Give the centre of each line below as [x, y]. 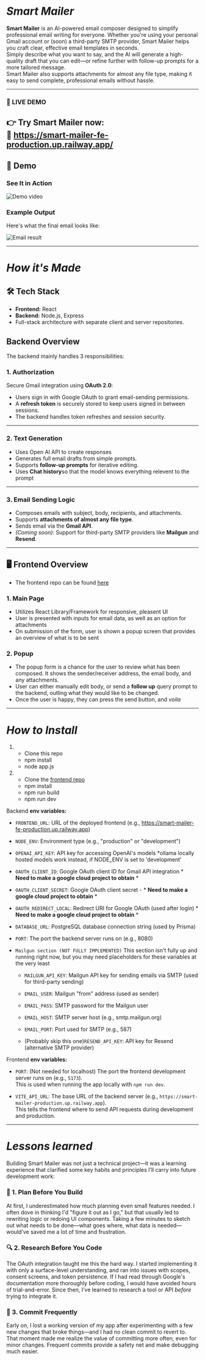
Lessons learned [49, 1146]
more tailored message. [36, 67]
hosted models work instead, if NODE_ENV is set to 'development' [98, 860]
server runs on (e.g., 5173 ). [49, 1078]
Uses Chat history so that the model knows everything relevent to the [102, 471]
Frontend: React [36, 309]
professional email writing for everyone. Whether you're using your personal [102, 34]
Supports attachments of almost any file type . [74, 519]
